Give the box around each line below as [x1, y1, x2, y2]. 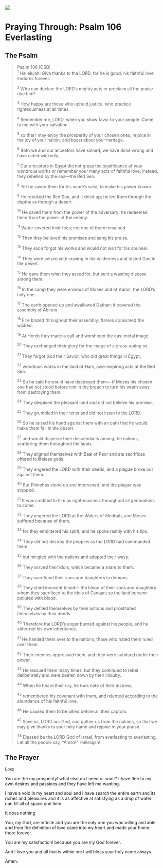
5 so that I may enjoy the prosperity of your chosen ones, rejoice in [17, 131, 151, 138]
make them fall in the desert [17, 425, 73, 431]
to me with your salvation [17, 121, 68, 127]
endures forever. [17, 75, 50, 81]
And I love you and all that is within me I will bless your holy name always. [5, 849, 153, 855]
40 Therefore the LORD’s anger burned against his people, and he [17, 620, 148, 626]
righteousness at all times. [17, 106, 70, 112]
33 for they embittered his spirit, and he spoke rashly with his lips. [17, 527, 148, 534]
